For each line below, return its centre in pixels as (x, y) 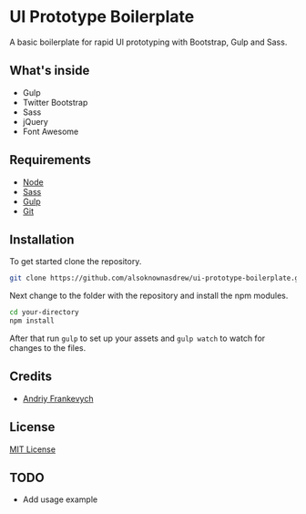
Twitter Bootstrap (55, 102)
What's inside (50, 71)
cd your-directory (44, 313)
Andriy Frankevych (58, 398)
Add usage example (60, 499)
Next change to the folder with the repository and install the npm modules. (149, 296)
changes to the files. (48, 348)
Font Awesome (51, 131)
